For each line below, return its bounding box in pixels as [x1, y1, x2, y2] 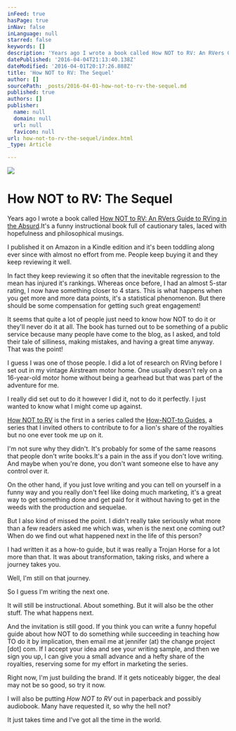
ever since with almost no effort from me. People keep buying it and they [7, 251, 218, 259]
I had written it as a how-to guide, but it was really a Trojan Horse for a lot [7, 545, 220, 554]
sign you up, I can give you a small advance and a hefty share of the [7, 652, 205, 661]
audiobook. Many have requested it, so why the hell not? [7, 702, 171, 711]
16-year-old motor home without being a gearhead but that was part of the [7, 374, 223, 382]
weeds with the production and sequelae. [7, 503, 128, 511]
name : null [13, 108, 46, 115]
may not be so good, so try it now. [7, 681, 106, 689]
